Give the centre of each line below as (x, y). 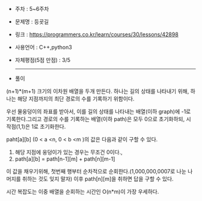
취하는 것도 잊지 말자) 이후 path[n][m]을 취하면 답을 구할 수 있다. (98, 179)
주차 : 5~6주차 (32, 9)
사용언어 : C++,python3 (43, 47)
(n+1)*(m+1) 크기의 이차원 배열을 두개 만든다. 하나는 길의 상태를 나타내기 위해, (98, 91)
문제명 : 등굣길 (32, 22)
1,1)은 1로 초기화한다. (42, 126)
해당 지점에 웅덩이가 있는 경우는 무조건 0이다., (69, 152)
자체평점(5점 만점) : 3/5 (43, 60)
